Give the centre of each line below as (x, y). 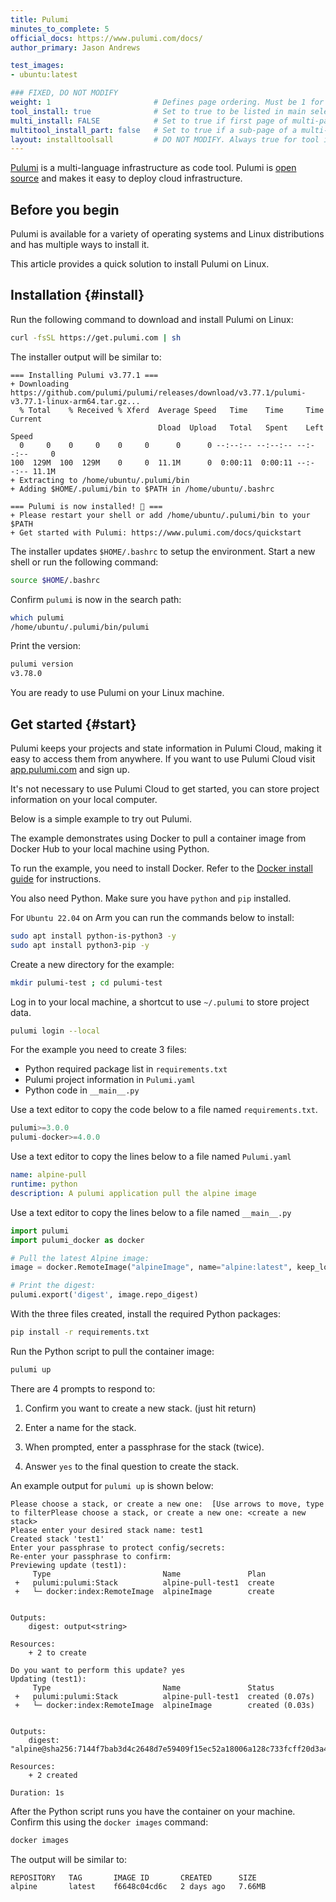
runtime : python (44, 1184)
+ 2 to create (57, 1652)
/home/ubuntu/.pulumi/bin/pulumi (80, 627)
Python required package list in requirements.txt (126, 1069)
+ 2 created (53, 1775)
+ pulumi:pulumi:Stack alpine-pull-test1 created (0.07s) (164, 1696)
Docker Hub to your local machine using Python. (110, 848)
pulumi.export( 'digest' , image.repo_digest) (104, 1295)
